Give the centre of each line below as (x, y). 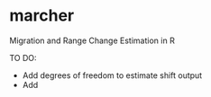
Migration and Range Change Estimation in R (92, 40)
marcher (42, 16)
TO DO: (23, 57)
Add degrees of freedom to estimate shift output (112, 75)
